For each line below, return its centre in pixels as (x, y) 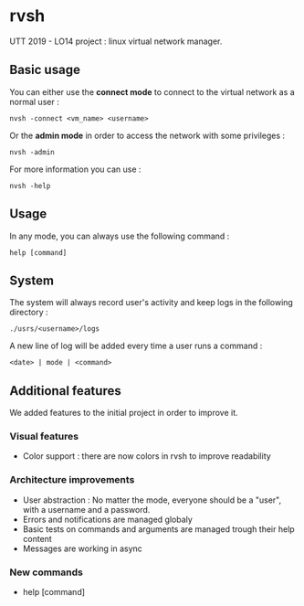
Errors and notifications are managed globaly (108, 519)
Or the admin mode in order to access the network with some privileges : (147, 135)
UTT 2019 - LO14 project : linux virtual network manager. (116, 41)
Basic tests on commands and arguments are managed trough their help (158, 529)
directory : (29, 313)
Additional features (65, 391)
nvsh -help (30, 186)
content (37, 538)
